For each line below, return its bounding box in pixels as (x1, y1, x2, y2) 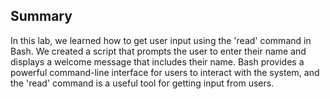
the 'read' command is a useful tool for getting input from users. (10, 77, 275, 89)
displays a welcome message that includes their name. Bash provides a (10, 55, 305, 68)
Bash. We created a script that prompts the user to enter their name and (10, 45, 307, 57)
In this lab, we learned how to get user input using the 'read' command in (10, 34, 312, 46)
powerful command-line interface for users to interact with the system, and (10, 66, 320, 78)
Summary (10, 8, 73, 25)
